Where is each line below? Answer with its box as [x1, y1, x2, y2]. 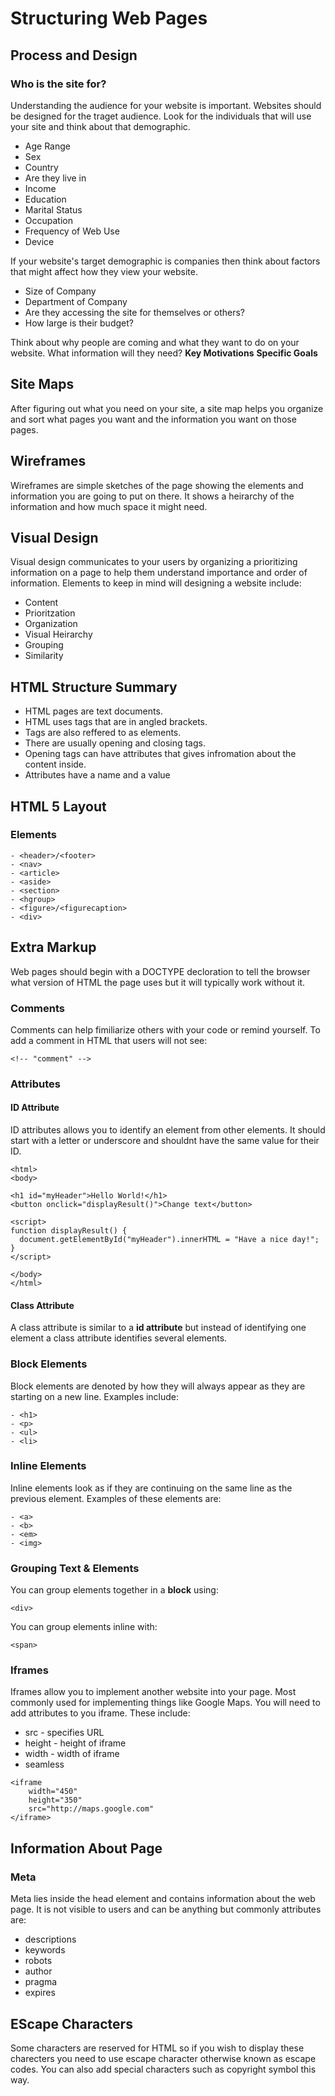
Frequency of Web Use [24, 225, 120, 237]
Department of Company [24, 295, 128, 307]
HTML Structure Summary [10, 678, 178, 696]
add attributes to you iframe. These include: [10, 1707, 191, 1719]
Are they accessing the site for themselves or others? [24, 306, 245, 318]
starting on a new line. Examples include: [10, 1390, 180, 1402]
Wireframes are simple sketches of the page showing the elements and [10, 479, 304, 491]
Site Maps [10, 376, 75, 393]
